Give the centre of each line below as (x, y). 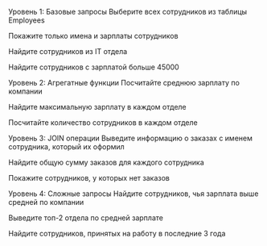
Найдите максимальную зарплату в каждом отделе (97, 107)
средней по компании (46, 202)
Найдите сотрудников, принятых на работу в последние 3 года (117, 233)
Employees (27, 20)
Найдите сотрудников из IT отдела (68, 51)
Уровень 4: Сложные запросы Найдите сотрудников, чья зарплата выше (133, 194)
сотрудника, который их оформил (66, 147)
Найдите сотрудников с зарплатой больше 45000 (94, 67)
